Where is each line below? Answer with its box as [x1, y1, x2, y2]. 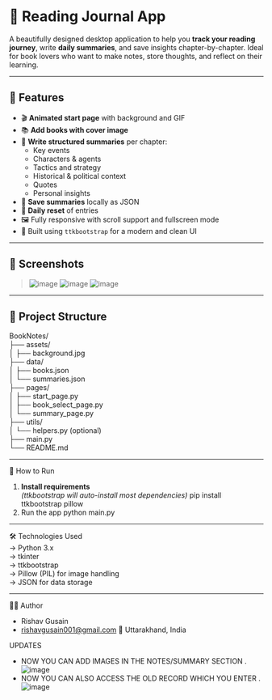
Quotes [32, 180, 57, 189]
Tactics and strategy [32, 162, 102, 172]
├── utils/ [9, 417, 43, 427]
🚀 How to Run [9, 466, 55, 476]
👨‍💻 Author [9, 600, 44, 610]
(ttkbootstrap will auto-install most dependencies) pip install [20, 490, 222, 500]
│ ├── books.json [9, 366, 69, 375]
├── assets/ [9, 340, 51, 350]
